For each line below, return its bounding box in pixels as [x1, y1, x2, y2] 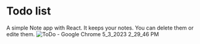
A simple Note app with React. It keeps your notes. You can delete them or [6, 24, 194, 31]
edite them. [6, 30, 35, 37]
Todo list [6, 4, 51, 18]
